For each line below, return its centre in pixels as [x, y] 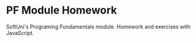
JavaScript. [20, 33]
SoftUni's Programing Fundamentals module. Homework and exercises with [98, 27]
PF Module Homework [62, 10]
